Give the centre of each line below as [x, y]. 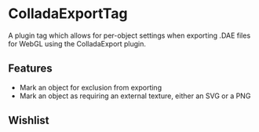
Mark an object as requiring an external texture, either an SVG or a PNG [135, 96]
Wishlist [29, 121]
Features [30, 69]
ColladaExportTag [68, 14]
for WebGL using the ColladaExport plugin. [77, 43]
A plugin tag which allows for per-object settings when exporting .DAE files [129, 35]
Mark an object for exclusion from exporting [91, 87]
